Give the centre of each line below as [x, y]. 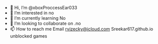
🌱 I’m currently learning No [38, 18]
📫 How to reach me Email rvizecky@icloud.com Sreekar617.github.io [82, 29]
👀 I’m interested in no [32, 13]
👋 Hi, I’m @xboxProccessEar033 [44, 8]
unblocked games [29, 36]
